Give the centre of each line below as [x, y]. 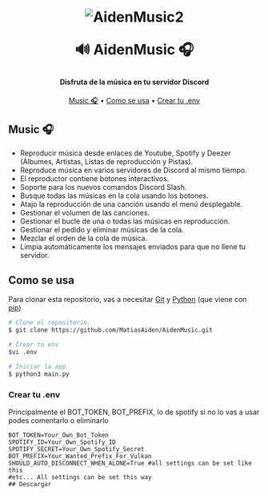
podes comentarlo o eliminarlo [59, 420]
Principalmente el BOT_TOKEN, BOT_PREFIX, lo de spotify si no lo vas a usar [134, 412]
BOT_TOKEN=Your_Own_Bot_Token [59, 435]
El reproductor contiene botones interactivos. [94, 178]
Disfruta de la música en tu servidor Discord [134, 82]
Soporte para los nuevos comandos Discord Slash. [103, 187]
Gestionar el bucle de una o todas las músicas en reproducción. [125, 221]
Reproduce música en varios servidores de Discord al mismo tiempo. [134, 170]
